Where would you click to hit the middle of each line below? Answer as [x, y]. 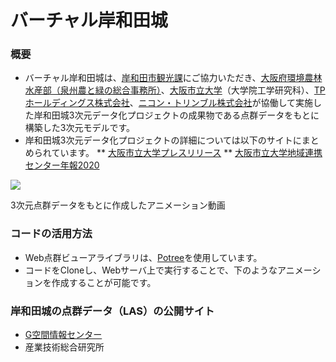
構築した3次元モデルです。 [80, 128]
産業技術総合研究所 [64, 347]
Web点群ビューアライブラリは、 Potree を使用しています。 [143, 257]
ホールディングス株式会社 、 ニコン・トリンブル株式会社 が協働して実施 [169, 103]
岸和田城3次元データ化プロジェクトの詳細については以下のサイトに [163, 140]
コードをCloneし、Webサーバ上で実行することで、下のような [151, 270]
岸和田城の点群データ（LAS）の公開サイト [112, 311]
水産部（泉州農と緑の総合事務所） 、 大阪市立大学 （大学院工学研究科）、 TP [175, 90]
